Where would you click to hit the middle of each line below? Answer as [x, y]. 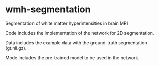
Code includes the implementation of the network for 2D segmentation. [80, 33]
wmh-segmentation [48, 9]
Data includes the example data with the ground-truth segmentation [76, 43]
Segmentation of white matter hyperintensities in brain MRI [67, 23]
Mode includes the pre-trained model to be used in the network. [72, 58]
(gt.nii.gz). [16, 48]
